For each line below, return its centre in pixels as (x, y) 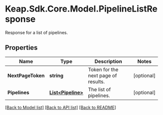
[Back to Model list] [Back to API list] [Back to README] (61, 107)
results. (97, 82)
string (57, 75)
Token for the (103, 70)
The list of (99, 89)
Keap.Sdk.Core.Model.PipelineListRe (81, 9)
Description (108, 61)
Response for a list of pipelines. (36, 32)
